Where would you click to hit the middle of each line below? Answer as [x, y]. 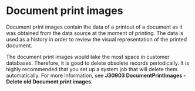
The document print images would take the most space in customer [88, 57]
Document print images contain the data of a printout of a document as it [94, 27]
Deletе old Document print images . [49, 81]
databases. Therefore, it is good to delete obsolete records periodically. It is [98, 63]
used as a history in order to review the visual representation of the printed [97, 39]
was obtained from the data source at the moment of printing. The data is [95, 33]
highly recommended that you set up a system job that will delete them [92, 69]
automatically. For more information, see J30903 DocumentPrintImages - [96, 75]
